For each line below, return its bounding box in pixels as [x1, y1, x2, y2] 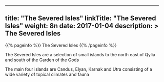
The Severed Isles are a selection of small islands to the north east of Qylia [5, 51, 155, 57]
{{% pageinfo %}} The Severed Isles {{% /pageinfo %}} [5, 42, 117, 48]
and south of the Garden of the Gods [5, 57, 79, 63]
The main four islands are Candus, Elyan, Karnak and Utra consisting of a [5, 66, 152, 72]
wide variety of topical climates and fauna [5, 71, 89, 77]
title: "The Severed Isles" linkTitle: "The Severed [5, 14, 156, 22]
